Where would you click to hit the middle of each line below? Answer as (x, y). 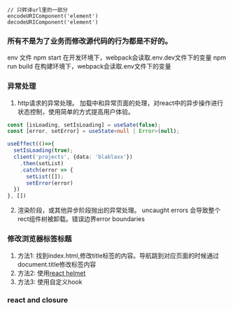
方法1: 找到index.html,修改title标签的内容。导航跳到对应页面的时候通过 (118, 255)
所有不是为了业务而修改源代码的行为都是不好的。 (90, 41)
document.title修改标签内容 (57, 264)
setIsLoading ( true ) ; (43, 150)
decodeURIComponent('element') (53, 22)
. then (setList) (42, 163)
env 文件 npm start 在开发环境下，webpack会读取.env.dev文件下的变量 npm (117, 57)
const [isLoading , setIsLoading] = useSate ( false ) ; (84, 125)
